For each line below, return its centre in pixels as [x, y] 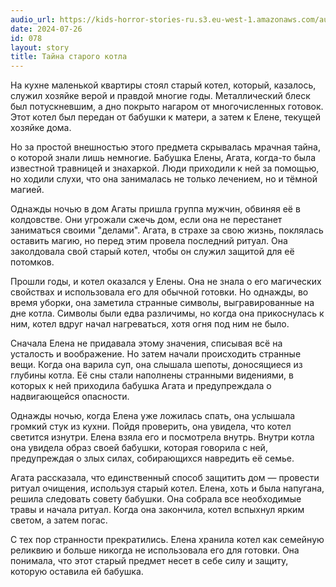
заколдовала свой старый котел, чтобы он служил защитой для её [152, 252]
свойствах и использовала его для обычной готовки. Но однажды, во [159, 292]
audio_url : [33, 19]
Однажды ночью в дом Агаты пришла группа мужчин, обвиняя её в [155, 209]
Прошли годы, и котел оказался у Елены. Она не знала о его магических [166, 282]
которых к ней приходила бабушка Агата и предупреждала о [141, 386]
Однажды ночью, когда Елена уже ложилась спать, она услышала [153, 416]
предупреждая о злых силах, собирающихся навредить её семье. [152, 458]
